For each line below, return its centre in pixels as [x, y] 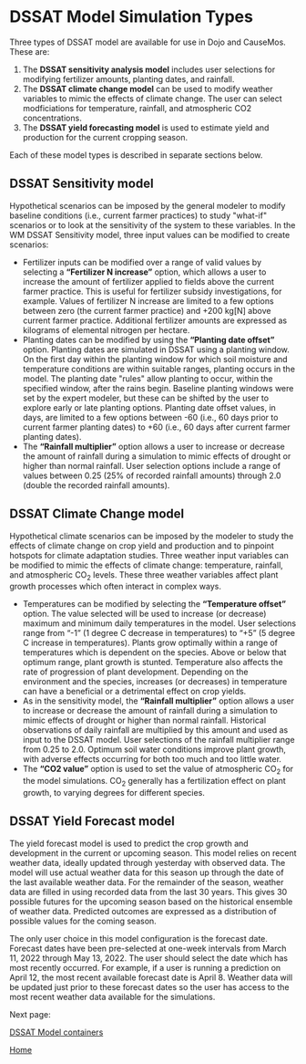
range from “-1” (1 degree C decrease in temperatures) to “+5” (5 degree [159, 633]
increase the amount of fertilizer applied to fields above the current [148, 281]
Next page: [31, 1014]
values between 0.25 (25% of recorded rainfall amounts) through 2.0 [152, 475]
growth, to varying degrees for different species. [113, 792]
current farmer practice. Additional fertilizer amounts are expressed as [155, 320]
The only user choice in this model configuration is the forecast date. [139, 938]
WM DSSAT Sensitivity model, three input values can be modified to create [150, 235]
